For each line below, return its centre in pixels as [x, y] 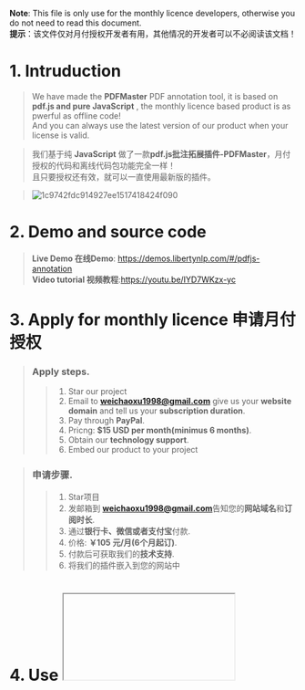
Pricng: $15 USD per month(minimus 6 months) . [160, 430]
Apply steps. [61, 371]
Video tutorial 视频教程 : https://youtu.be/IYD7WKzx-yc [134, 279]
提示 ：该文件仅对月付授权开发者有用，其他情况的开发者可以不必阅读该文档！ [153, 34]
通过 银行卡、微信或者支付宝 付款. [129, 531]
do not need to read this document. [76, 23]
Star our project [97, 392]
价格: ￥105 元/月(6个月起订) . [122, 542]
